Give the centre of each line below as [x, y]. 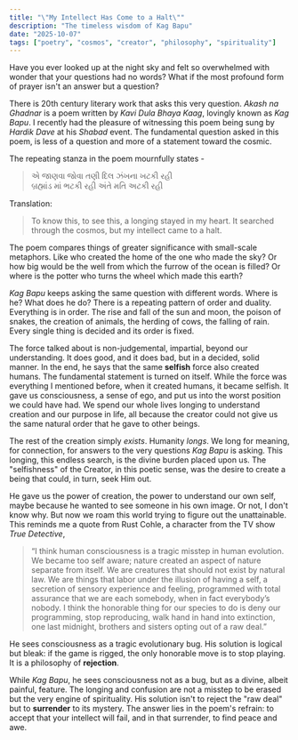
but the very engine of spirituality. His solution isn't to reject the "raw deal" [146, 699]
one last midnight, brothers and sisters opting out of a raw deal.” [149, 627]
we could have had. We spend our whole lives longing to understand [135, 405]
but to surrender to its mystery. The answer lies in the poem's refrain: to [141, 709]
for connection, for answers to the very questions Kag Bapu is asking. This [146, 451]
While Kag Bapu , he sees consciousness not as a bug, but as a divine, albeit [149, 680]
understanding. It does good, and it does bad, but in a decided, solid [134, 358]
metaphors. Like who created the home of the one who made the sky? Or [143, 257]
